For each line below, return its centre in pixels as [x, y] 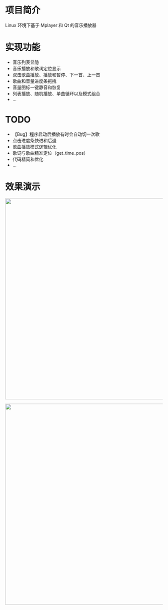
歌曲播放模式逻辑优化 [34, 147]
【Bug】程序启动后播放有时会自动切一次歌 [56, 134]
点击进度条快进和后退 [34, 140]
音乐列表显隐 [25, 62]
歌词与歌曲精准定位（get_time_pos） [50, 153]
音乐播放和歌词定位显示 [36, 68]
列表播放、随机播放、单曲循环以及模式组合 [56, 93]
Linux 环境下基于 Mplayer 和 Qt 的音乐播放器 [51, 25]
